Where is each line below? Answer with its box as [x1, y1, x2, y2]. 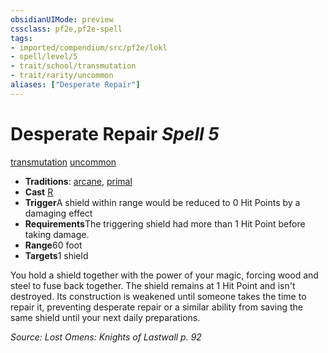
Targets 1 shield [24, 249, 89, 261]
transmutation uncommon [10, 156, 117, 168]
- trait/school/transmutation [10, 61, 137, 71]
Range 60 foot [24, 239, 83, 251]
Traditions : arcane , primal [24, 175, 133, 187]
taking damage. [24, 228, 90, 240]
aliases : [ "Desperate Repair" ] [10, 80, 141, 90]
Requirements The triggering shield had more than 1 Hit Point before [24, 217, 306, 230]
